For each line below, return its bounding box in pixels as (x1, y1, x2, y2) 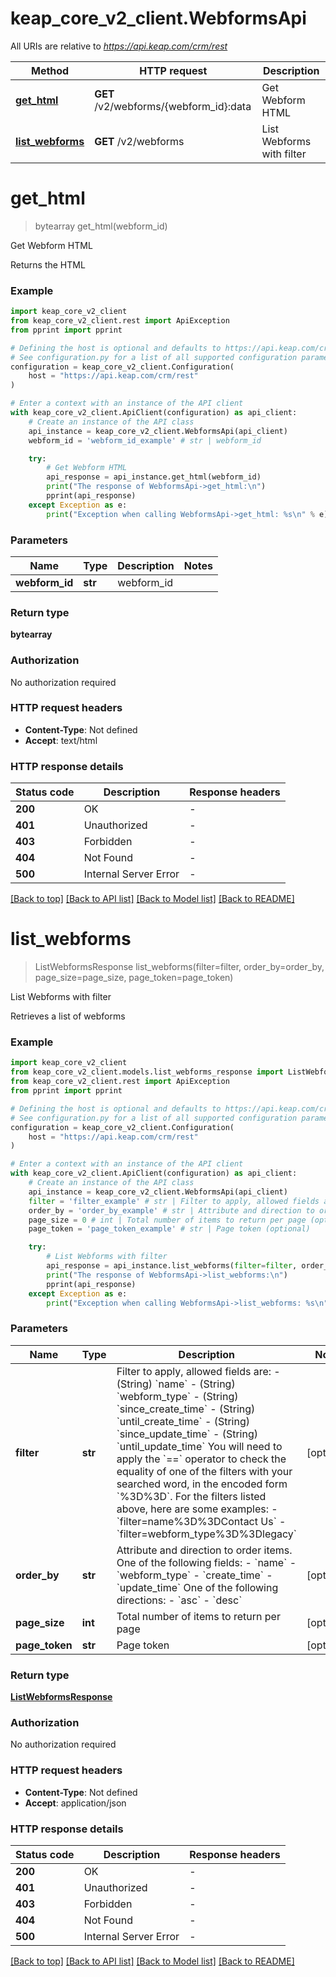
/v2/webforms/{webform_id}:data (94, 99, 252, 113)
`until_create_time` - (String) (116, 1414, 250, 1428)
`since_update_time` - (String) (116, 1427, 259, 1441)
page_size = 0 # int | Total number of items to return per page (28, 1215, 307, 1225)
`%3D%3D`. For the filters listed (116, 1489, 267, 1503)
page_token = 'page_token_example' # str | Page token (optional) (28, 1224, 311, 1234)
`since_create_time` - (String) (116, 1402, 256, 1416)
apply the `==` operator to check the (116, 1452, 287, 1466)
